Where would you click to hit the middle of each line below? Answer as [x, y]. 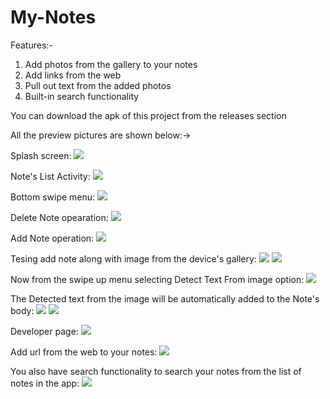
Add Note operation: [52, 238]
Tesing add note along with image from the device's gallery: [133, 258]
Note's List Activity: [50, 176]
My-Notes [53, 17]
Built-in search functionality [82, 96]
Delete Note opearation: [59, 217]
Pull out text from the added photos [98, 85]
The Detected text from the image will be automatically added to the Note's [165, 298]
